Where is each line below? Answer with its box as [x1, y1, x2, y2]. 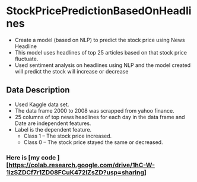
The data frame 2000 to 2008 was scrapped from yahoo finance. [14, 107, 174, 114]
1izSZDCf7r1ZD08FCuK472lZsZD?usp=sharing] [6, 168, 147, 176]
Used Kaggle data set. [14, 101, 69, 108]
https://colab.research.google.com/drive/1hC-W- [8, 161, 155, 169]
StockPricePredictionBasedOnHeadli [6, 4, 192, 18]
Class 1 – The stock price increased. [23, 132, 112, 139]
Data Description [6, 85, 70, 95]
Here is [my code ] [6, 153, 60, 161]
